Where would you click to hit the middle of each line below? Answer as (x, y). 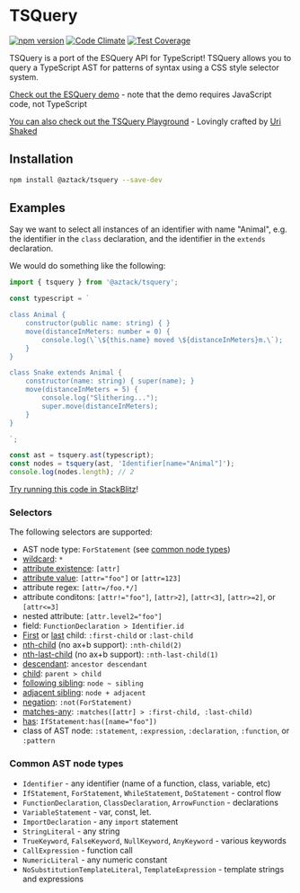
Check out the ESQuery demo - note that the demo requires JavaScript (141, 94)
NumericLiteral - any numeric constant (95, 860)
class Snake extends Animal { (66, 373)
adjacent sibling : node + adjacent (84, 693)
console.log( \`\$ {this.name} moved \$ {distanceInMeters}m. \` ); (162, 340)
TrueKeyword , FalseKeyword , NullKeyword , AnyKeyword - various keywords (154, 840)
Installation (41, 159)
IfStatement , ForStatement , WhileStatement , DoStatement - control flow (151, 792)
